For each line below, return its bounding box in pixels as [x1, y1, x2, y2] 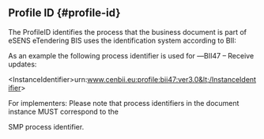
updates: [8, 59, 37, 69]
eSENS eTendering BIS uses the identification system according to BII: [8, 36, 237, 45]
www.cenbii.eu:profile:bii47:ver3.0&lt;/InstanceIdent [86, 74, 257, 84]
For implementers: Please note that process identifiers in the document [8, 98, 239, 107]
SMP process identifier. [8, 122, 85, 131]
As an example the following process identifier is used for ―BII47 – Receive [8, 51, 255, 60]
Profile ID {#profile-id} [8, 6, 121, 20]
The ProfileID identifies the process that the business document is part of [8, 27, 247, 36]
